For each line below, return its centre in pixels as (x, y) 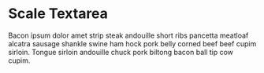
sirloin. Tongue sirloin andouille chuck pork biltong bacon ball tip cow (121, 52)
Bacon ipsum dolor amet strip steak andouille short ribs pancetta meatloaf (128, 35)
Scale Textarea (58, 14)
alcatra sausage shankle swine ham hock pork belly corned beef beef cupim (132, 43)
